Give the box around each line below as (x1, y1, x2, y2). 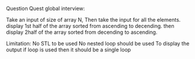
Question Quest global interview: (6, 5, 85, 12)
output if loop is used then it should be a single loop (6, 46, 131, 53)
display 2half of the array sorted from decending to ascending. (6, 29, 158, 36)
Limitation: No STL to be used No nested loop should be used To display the (6, 40, 190, 47)
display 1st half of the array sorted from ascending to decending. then (6, 23, 175, 29)
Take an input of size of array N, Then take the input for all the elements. (6, 16, 181, 23)
